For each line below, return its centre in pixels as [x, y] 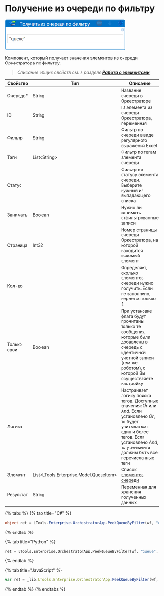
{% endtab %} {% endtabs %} [35, 589]
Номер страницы [139, 230]
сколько [130, 273]
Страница [17, 245]
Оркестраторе [136, 101]
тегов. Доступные [140, 401]
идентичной [134, 352]
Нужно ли [131, 207]
